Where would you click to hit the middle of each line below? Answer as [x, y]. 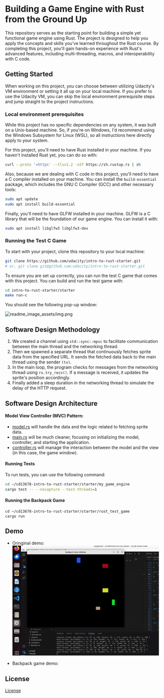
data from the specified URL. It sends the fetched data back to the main [84, 357]
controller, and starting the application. [51, 442]
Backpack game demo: [35, 663]
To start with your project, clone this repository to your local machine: [75, 251]
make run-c [16, 296]
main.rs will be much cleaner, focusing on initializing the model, [76, 437]
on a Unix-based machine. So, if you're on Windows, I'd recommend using [80, 130]
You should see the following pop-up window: [51, 305]
